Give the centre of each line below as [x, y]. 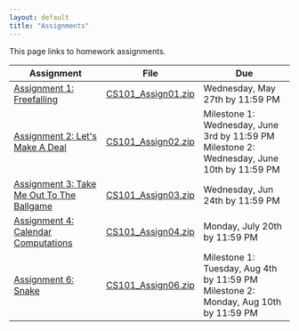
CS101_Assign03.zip [151, 195]
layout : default [39, 17]
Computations [43, 243]
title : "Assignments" [49, 26]
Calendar [33, 231]
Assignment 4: [44, 221]
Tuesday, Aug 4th [240, 268]
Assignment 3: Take [55, 183]
